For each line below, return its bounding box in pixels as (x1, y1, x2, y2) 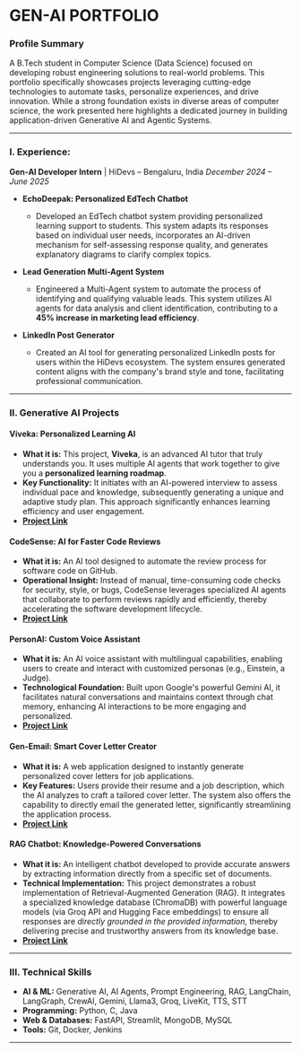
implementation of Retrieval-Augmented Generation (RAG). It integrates (21, 887, 286, 898)
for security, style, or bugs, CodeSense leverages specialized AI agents (21, 584, 287, 595)
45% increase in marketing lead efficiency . (35, 311, 200, 323)
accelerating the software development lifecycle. (21, 603, 203, 615)
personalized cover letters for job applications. (21, 770, 194, 781)
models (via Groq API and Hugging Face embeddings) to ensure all (21, 906, 269, 916)
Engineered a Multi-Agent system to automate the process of (35, 284, 262, 294)
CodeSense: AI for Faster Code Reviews (9, 536, 161, 547)
